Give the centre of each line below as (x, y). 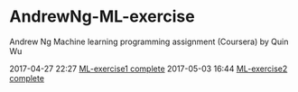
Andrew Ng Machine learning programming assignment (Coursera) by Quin (149, 41)
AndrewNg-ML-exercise (102, 17)
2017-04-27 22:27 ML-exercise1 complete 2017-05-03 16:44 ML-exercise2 (149, 69)
